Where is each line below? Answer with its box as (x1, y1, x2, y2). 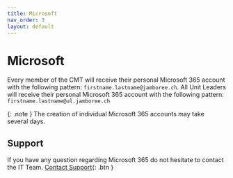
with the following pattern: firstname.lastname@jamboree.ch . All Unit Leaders (7, 83, 227, 91)
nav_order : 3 (7, 17, 45, 24)
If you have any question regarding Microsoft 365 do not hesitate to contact (7, 156, 224, 164)
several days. (7, 117, 46, 125)
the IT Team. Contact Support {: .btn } (7, 163, 114, 172)
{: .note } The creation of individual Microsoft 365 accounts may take (7, 110, 205, 118)
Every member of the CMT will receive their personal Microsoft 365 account (7, 75, 225, 84)
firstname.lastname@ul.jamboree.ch (7, 98, 111, 105)
